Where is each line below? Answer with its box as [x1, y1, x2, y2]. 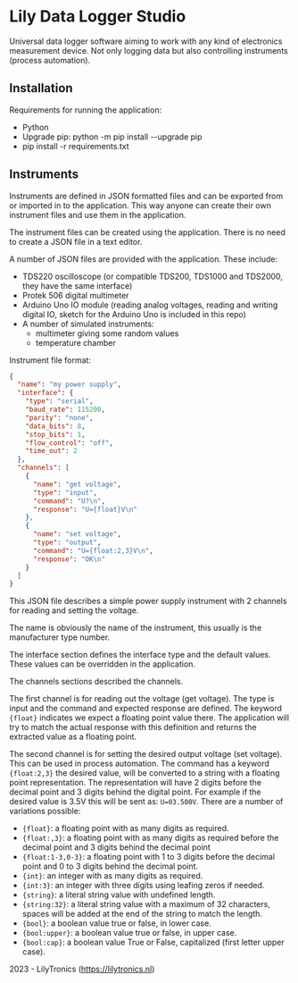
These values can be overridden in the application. [9, 659, 196, 669]
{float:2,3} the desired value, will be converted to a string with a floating [9, 768, 280, 778]
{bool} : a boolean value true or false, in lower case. [21, 918, 211, 928]
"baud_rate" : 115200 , [25, 405, 105, 415]
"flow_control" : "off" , [25, 438, 114, 448]
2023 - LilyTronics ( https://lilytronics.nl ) [9, 963, 155, 975]
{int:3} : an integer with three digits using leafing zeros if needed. [21, 880, 265, 891]
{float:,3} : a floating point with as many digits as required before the [21, 833, 279, 844]
